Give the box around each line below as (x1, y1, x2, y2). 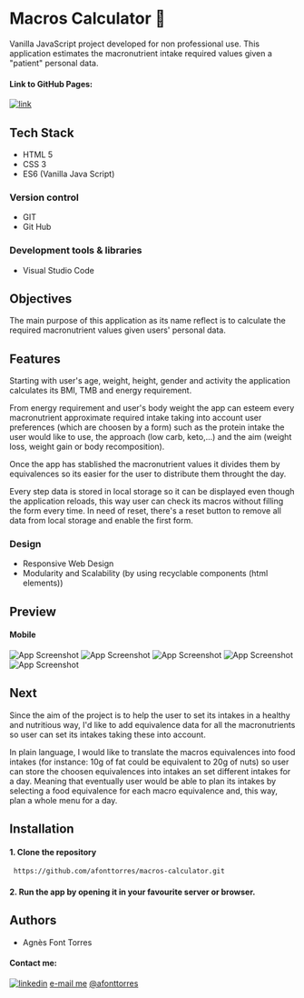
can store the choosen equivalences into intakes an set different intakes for (9, 765, 291, 776)
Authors (9, 913, 57, 928)
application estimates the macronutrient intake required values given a (9, 47, 272, 58)
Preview (9, 604, 57, 619)
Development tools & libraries (9, 245, 142, 257)
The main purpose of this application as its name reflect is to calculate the (9, 315, 286, 326)
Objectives (9, 291, 73, 306)
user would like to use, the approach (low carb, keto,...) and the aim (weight (9, 432, 292, 443)
